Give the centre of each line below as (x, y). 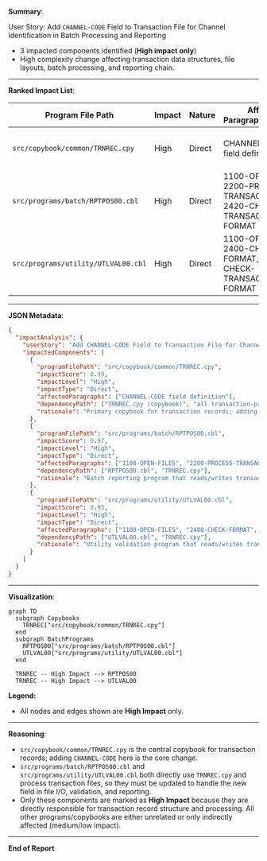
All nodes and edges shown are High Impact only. (102, 711)
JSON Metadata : (36, 316)
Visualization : (31, 596)
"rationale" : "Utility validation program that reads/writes (140, 545)
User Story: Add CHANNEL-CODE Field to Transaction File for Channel (117, 27)
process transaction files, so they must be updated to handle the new (133, 783)
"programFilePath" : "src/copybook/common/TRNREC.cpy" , (130, 367)
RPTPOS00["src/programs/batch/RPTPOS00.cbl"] (99, 646)
